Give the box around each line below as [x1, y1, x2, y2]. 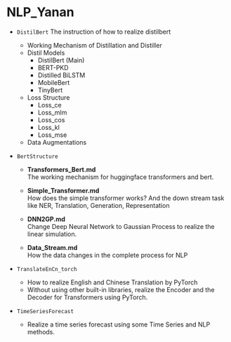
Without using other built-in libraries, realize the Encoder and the [27, 285, 215, 294]
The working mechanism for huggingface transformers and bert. [27, 173, 214, 181]
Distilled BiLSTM [37, 71, 86, 79]
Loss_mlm [37, 108, 67, 117]
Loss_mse [37, 131, 67, 139]
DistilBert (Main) [37, 55, 85, 64]
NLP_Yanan [6, 4, 74, 20]
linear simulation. [27, 230, 77, 238]
